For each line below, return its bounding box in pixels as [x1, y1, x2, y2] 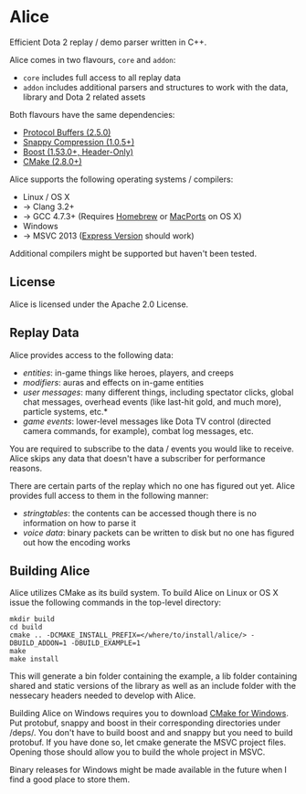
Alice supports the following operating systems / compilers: [9, 174, 234, 185]
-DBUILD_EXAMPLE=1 [70, 639, 142, 648]
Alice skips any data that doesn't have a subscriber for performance [9, 452, 266, 463]
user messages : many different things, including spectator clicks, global [22, 386, 294, 397]
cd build [9, 623, 43, 632]
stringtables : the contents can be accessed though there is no [22, 507, 258, 518]
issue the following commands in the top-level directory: [9, 597, 222, 609]
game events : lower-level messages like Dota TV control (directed [22, 416, 271, 427]
